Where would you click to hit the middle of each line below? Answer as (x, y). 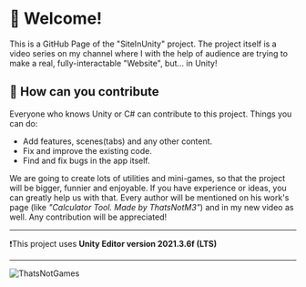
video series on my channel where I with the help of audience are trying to (149, 53)
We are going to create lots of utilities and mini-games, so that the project (148, 178)
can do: (24, 123)
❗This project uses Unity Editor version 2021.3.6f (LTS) (113, 243)
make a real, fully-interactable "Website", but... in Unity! (113, 63)
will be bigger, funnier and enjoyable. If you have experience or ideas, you (148, 188)
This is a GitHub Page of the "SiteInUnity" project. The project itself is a (143, 44)
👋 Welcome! (56, 19)
